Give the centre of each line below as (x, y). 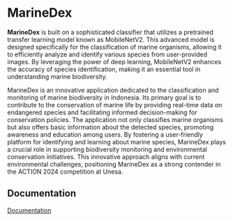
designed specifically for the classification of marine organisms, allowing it (114, 47)
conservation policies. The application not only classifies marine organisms (115, 119)
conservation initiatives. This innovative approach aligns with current (106, 157)
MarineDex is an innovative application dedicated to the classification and (113, 90)
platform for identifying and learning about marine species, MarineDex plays (117, 142)
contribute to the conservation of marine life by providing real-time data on (115, 105)
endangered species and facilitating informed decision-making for (102, 112)
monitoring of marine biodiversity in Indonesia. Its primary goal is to (104, 97)
